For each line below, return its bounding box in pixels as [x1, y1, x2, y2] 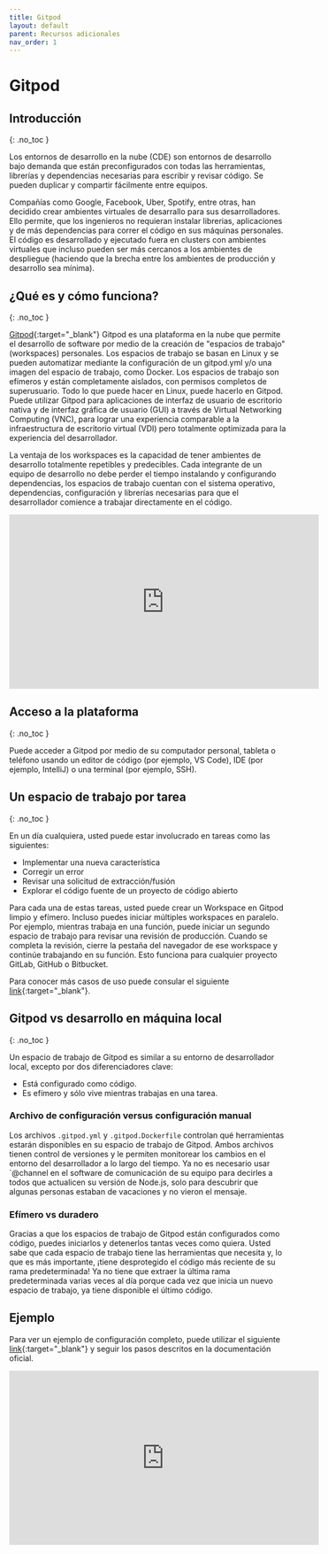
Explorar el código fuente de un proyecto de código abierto [21, 885, 239, 895]
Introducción [9, 111, 82, 126]
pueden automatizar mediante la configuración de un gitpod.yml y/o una [9, 358, 272, 368]
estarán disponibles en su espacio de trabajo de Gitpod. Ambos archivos [9, 1139, 274, 1149]
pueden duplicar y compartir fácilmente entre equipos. [9, 180, 208, 190]
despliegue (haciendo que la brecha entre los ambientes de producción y [9, 253, 276, 264]
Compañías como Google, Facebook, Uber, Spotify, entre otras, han [9, 197, 256, 208]
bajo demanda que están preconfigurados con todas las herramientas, [9, 161, 266, 172]
